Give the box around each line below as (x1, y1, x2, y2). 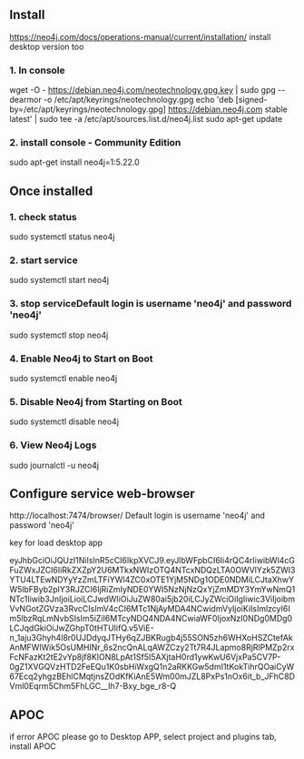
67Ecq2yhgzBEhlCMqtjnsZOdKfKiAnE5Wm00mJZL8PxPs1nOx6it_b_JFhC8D (9, 671, 296, 682)
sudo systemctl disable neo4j (9, 416, 120, 427)
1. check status (9, 210, 77, 223)
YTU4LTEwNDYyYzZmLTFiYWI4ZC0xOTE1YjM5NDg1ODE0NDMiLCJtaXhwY (9, 574, 295, 585)
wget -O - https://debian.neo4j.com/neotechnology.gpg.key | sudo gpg (9, 85, 277, 96)
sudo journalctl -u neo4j (9, 460, 100, 471)
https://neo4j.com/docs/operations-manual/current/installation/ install (9, 31, 271, 42)
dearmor (9, 95, 43, 106)
